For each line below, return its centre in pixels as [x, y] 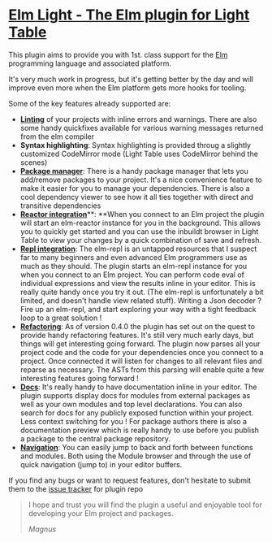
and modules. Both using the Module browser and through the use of [136, 456]
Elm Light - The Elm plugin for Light [129, 15]
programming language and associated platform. [90, 63]
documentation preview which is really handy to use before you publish [140, 430]
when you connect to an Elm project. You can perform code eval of [132, 275]
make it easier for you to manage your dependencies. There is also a [135, 188]
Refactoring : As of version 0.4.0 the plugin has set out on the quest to [138, 326]
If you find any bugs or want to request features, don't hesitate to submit [130, 480]
